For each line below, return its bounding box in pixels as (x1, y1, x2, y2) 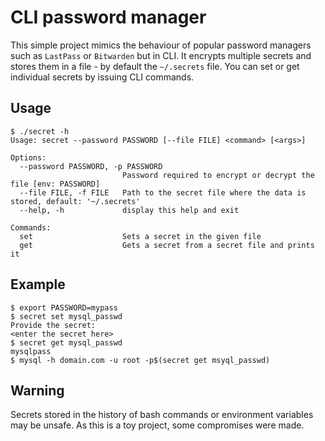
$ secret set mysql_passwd (10, 311, 123, 321)
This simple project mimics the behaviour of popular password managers (10, 39, 312, 51)
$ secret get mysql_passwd (10, 337, 123, 348)
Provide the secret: (10, 320, 97, 330)
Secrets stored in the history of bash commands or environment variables (10, 409, 314, 421)
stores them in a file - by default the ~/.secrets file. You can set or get (10, 60, 300, 72)
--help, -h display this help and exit (19, 205, 240, 215)
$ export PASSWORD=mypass (10, 302, 118, 313)
